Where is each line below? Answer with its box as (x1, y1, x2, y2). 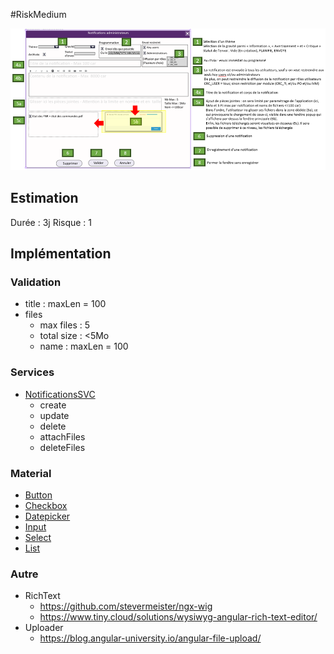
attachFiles (39, 430, 86, 443)
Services (10, 365, 55, 379)
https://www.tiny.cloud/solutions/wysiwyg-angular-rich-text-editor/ (39, 611, 318, 623)
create (39, 399, 67, 411)
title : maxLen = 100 (24, 298, 107, 310)
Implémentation (10, 245, 112, 263)
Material (10, 466, 52, 480)
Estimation (10, 190, 79, 207)
